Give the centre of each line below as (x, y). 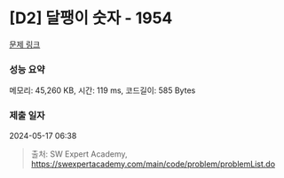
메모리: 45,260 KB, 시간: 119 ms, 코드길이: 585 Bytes (103, 90)
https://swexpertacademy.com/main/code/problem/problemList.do (153, 164)
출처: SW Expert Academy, (79, 154)
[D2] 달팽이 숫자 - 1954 (91, 18)
